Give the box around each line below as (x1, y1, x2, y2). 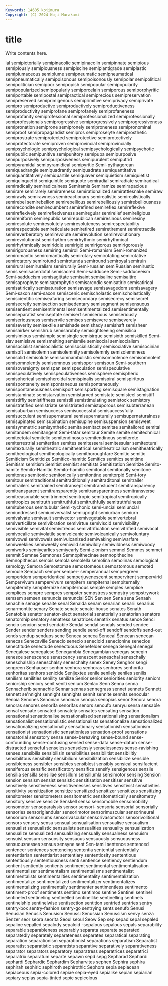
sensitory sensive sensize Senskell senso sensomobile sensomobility (5, 799, 148, 805)
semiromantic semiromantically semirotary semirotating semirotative (5, 253, 146, 259)
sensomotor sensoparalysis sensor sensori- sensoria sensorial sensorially (5, 804, 158, 810)
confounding (5, 740, 32, 746)
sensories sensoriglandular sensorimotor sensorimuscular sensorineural (5, 809, 154, 815)
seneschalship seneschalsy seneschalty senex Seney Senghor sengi (5, 659, 147, 665)
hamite (5, 467, 20, 473)
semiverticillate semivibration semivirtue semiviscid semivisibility (5, 520, 139, 526)
